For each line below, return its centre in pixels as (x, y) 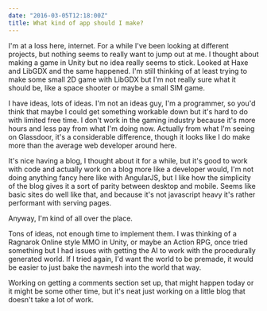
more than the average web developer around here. (93, 145)
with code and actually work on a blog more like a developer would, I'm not (131, 169)
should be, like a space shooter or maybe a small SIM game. (106, 87)
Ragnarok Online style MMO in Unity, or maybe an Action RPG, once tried (128, 242)
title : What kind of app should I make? (76, 23)
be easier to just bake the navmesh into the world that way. (105, 267)
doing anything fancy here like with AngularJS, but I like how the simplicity (130, 177)
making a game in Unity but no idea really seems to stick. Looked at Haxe (128, 62)
